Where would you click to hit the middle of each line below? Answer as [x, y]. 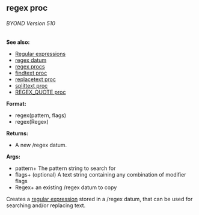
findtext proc [31, 73]
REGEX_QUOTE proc [40, 92]
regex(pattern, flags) [41, 115]
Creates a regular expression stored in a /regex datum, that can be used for [99, 199]
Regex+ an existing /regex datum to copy [66, 187]
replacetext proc [35, 79]
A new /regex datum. [41, 145]
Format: [16, 103]
